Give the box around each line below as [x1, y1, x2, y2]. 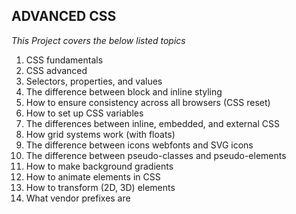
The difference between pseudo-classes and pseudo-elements [25, 149, 287, 161]
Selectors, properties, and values [25, 75, 163, 87]
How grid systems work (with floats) [25, 128, 176, 140]
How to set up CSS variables [25, 107, 144, 119]
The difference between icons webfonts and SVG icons [25, 139, 254, 151]
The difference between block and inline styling [25, 85, 223, 98]
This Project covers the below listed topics [11, 34, 186, 46]
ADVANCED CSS [11, 8, 117, 25]
